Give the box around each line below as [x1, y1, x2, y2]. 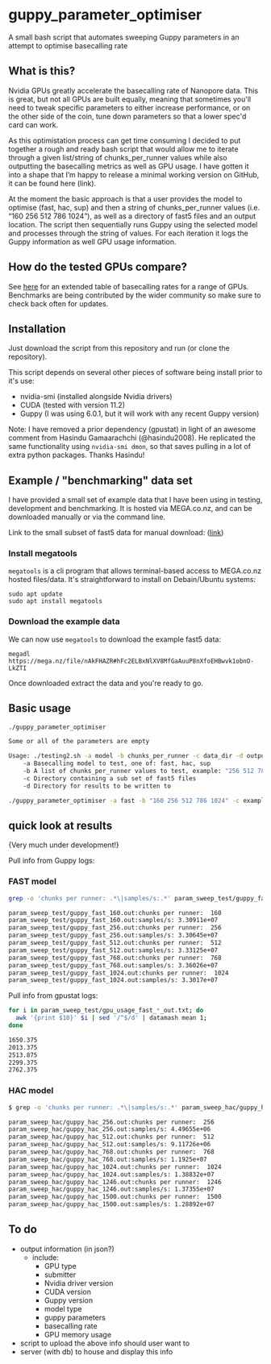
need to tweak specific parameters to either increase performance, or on [8, 102, 251, 112]
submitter [44, 1270, 77, 1279]
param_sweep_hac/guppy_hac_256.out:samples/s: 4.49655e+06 [8, 1125, 211, 1133]
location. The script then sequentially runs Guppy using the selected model [8, 219, 258, 229]
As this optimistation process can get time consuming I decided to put [8, 135, 241, 145]
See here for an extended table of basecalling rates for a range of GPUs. [8, 281, 249, 291]
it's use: [8, 376, 35, 386]
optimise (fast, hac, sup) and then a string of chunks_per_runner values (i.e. [8, 202, 261, 212]
